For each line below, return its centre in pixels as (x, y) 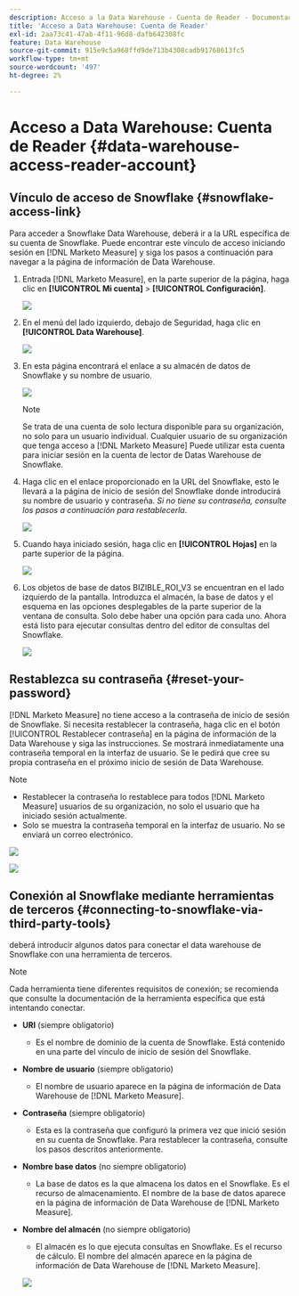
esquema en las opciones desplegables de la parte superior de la (142, 606)
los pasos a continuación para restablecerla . (105, 509)
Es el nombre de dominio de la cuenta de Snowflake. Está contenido (160, 1042)
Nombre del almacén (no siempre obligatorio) (106, 1229)
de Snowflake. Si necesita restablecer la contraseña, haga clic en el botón (145, 724)
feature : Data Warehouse (55, 42)
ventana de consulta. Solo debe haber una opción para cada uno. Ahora (154, 615)
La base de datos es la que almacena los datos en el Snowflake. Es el (162, 1184)
